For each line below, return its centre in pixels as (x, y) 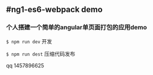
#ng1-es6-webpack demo (54, 10)
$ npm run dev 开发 (29, 41)
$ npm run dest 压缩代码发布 (41, 54)
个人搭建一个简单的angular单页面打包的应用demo (76, 28)
